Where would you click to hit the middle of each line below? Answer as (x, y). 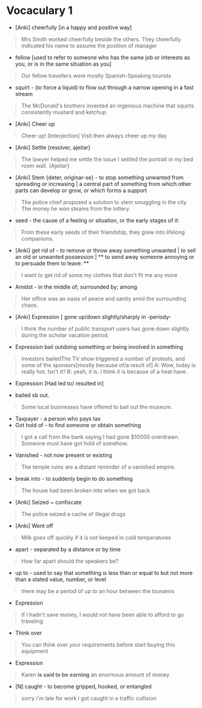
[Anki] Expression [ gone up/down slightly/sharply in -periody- (93, 317)
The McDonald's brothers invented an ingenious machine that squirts (107, 105)
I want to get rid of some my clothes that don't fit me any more (99, 275)
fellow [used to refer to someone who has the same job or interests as (103, 57)
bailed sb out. (32, 395)
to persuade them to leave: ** (52, 263)
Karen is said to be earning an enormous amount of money (95, 675)
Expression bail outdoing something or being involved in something (99, 346)
